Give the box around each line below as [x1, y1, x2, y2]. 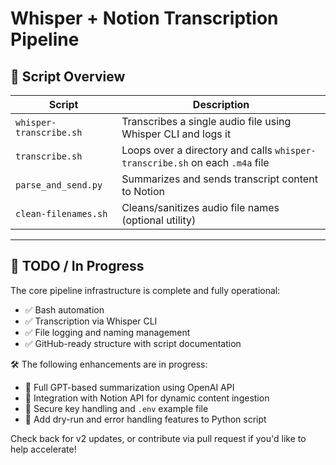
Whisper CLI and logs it [121, 127, 232, 141]
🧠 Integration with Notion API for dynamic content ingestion [24, 392, 270, 404]
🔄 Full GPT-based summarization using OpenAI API [24, 381, 235, 393]
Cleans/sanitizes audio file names [121, 201, 280, 214]
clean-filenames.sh [15, 208, 108, 219]
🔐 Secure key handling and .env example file [24, 402, 209, 414]
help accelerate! [10, 443, 77, 455]
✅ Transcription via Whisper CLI [24, 315, 158, 327]
